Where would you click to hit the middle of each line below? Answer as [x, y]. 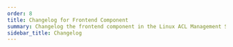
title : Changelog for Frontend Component [68, 20]
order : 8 [20, 13]
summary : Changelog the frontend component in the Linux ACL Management [114, 26]
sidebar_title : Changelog [44, 33]
